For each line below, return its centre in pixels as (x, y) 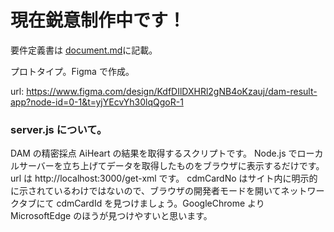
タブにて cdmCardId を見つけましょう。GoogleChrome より (141, 203)
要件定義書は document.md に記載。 (84, 50)
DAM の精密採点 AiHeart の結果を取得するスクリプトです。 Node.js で (154, 153)
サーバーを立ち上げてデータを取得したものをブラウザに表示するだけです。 (171, 166)
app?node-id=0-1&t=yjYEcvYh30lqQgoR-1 (97, 102)
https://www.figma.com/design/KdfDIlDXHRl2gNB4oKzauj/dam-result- (172, 91)
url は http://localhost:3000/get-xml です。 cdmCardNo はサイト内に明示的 (164, 178)
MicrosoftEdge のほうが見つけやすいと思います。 (111, 216)
